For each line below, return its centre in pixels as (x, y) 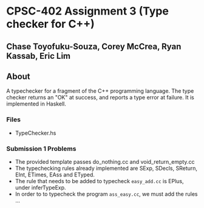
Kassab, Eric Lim (39, 56)
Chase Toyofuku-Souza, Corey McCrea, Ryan (94, 46)
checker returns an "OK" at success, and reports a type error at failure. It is (100, 98)
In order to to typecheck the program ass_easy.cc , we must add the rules (106, 194)
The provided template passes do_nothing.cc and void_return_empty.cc (105, 161)
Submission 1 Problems (41, 149)
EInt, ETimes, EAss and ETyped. (55, 175)
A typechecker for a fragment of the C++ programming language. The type (100, 91)
